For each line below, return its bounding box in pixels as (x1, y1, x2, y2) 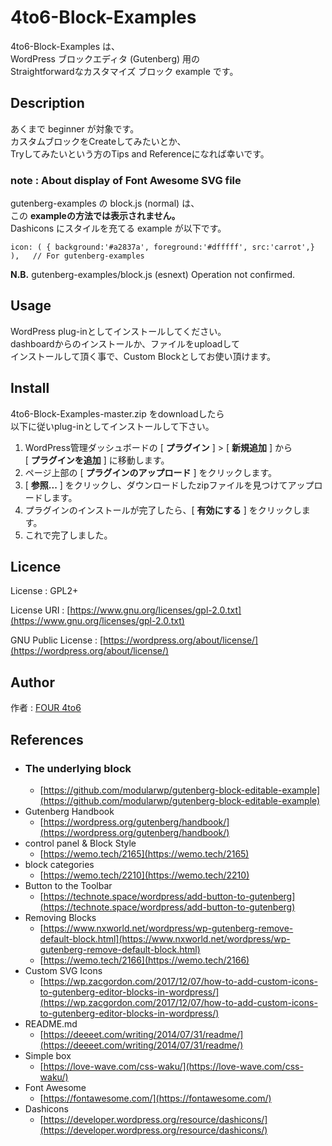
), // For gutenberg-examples (10, 251, 145, 261)
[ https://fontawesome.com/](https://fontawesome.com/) (39, 1092, 272, 1104)
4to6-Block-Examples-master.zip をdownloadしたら (10, 407, 225, 420)
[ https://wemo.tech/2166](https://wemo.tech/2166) (39, 954, 250, 966)
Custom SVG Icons (24, 964, 103, 976)
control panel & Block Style (24, 837, 137, 849)
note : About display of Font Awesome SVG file (10, 173, 242, 187)
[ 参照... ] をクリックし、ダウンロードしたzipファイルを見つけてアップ (24, 479, 315, 491)
